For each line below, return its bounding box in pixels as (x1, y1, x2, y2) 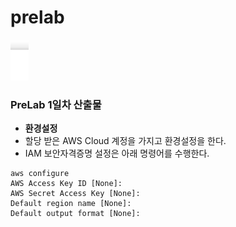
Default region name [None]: (10, 199, 132, 209)
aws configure (10, 169, 70, 179)
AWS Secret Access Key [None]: (10, 189, 141, 199)
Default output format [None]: (10, 209, 141, 219)
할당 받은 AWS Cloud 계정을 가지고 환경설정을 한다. (24, 135, 227, 147)
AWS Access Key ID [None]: (10, 179, 123, 189)
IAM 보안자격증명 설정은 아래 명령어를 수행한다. (24, 147, 210, 160)
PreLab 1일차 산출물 (10, 97, 102, 111)
